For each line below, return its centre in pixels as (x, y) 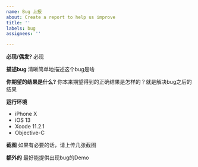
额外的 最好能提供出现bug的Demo (48, 157)
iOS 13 (23, 120)
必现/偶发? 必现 (25, 56)
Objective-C (30, 133)
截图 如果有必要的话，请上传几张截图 (51, 145)
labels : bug (21, 28)
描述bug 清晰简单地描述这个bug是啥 (51, 70)
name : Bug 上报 (24, 12)
